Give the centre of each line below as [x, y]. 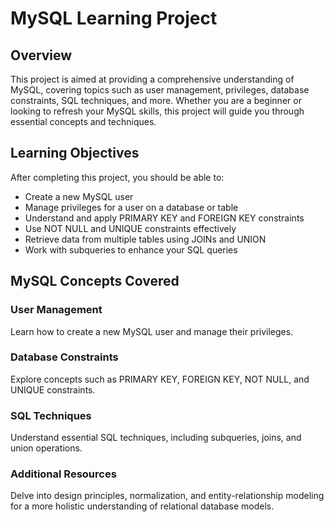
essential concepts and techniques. [83, 121]
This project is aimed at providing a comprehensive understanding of [152, 79]
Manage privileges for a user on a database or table [131, 207]
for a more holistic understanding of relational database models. [142, 506]
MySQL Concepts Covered [95, 281]
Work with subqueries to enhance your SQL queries [131, 249]
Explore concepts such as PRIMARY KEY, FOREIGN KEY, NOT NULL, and [160, 379]
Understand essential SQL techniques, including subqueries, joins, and [156, 438]
